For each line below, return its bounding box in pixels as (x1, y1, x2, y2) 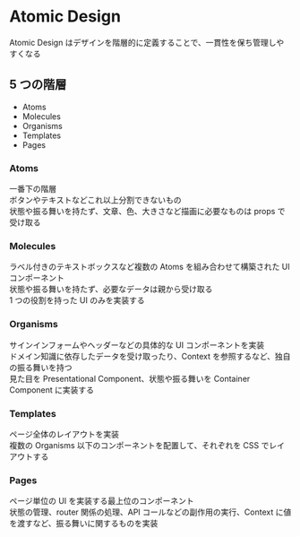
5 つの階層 (9, 77, 67, 92)
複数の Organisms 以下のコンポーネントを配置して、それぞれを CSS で (9, 439, 270, 450)
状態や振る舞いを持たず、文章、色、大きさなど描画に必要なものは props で (9, 206, 286, 217)
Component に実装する (9, 384, 95, 395)
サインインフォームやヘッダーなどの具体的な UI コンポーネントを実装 (9, 339, 265, 351)
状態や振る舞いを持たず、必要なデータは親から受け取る (9, 284, 213, 295)
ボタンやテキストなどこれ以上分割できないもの (9, 195, 182, 205)
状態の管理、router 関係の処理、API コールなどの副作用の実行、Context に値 (9, 507, 292, 517)
